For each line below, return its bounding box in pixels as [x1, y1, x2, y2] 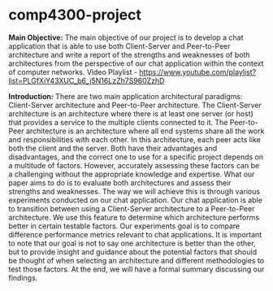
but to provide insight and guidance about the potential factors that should [8, 246, 258, 257]
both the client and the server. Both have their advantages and [8, 143, 218, 153]
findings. [8, 272, 38, 282]
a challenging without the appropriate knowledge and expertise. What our [8, 169, 255, 179]
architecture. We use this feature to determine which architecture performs [8, 212, 260, 222]
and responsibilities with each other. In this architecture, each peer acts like [8, 134, 262, 144]
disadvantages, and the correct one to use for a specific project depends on [8, 152, 264, 162]
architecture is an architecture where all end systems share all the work [25, 126, 265, 136]
